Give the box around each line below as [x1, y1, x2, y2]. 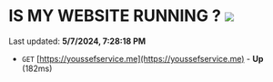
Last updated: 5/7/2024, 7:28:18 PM [8, 36, 147, 46]
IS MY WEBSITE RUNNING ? [8, 5, 222, 26]
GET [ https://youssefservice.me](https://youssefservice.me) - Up [21, 53, 264, 64]
